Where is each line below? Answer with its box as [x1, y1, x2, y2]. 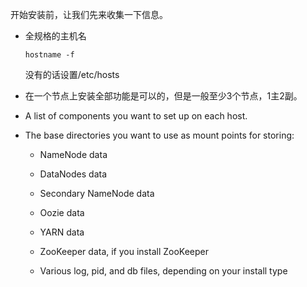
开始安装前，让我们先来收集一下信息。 [10, 9, 168, 20]
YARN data [39, 226, 85, 238]
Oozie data [39, 207, 85, 218]
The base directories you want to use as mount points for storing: [24, 129, 295, 141]
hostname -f [24, 50, 75, 60]
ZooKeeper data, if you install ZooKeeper [39, 246, 209, 257]
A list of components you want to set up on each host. [24, 110, 248, 122]
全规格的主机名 [24, 30, 87, 42]
